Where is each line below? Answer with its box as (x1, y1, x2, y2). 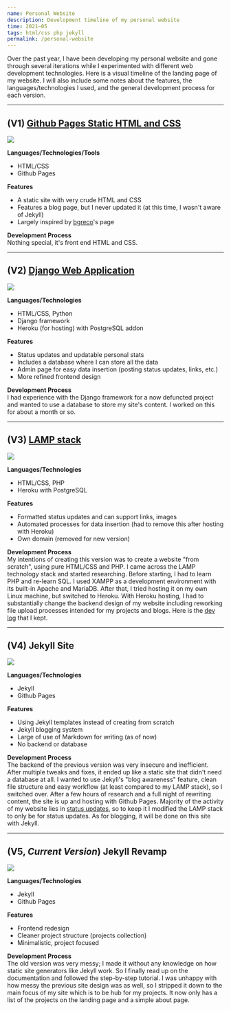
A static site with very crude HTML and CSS (16, 195, 142, 204)
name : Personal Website (7, 10, 76, 17)
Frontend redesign (16, 924, 70, 933)
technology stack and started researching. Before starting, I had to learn (7, 569, 212, 578)
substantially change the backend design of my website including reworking (7, 599, 223, 607)
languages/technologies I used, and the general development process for (7, 84, 215, 92)
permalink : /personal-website (7, 36, 94, 43)
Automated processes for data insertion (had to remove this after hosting (16, 520, 224, 528)
